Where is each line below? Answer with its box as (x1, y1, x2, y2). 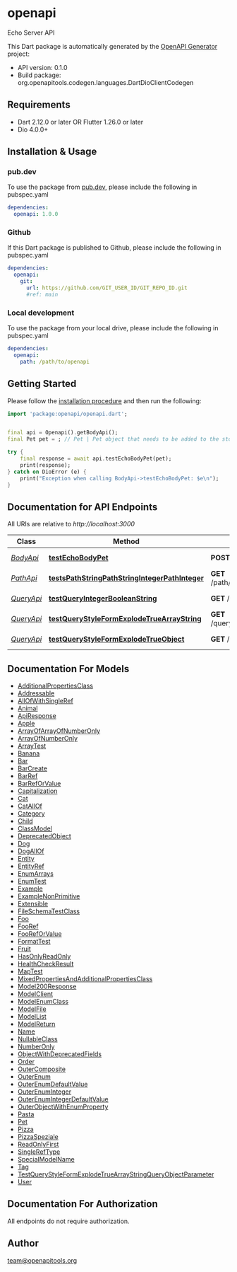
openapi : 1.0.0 (13, 211, 59, 218)
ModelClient (17, 990, 53, 998)
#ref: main (25, 291, 59, 298)
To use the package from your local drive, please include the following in (7, 324, 219, 333)
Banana (17, 749, 40, 758)
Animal (17, 704, 38, 712)
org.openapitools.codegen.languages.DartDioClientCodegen (17, 78, 194, 86)
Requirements (7, 99, 71, 111)
